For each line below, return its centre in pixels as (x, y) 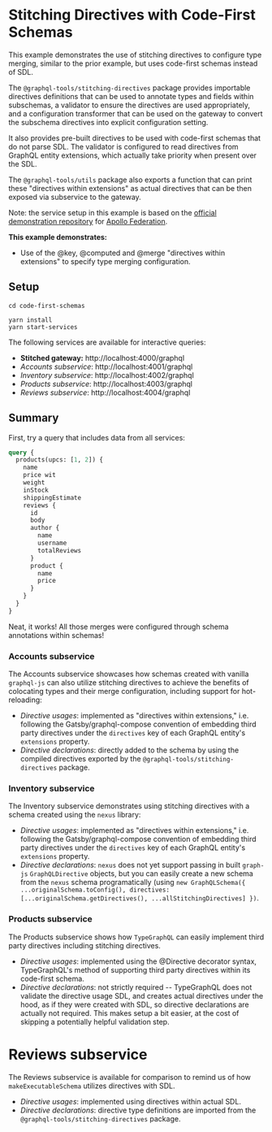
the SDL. (23, 163)
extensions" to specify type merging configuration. (105, 261)
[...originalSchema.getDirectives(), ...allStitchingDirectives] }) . (140, 898)
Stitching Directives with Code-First (132, 15)
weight (34, 483)
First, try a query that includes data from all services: (97, 437)
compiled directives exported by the (80, 759)
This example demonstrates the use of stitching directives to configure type (135, 54)
